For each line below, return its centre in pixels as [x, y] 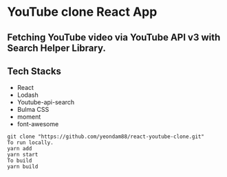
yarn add [20, 149]
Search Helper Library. [57, 48]
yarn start [23, 155]
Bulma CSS [33, 110]
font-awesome [38, 124]
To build [20, 161]
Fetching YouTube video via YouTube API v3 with [114, 37]
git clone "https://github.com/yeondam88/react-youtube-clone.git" [106, 137]
